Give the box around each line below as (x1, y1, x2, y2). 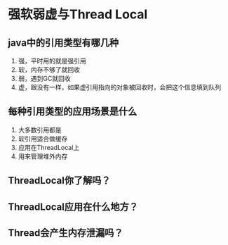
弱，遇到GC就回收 (18, 75, 71, 82)
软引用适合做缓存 (18, 134, 68, 143)
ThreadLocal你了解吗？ (8, 175, 111, 187)
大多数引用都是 (18, 125, 62, 134)
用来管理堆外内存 (18, 152, 68, 161)
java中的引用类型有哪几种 (8, 37, 119, 49)
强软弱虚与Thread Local (8, 6, 148, 23)
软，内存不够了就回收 (18, 65, 80, 74)
